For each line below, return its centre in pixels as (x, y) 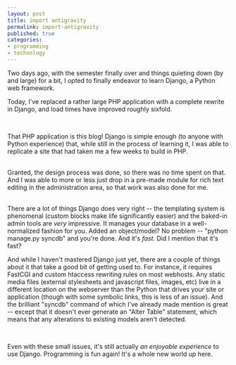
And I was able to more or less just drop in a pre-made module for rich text (116, 179)
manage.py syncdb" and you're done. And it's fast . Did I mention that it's (113, 238)
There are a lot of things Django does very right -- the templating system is (116, 208)
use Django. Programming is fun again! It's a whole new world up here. (110, 354)
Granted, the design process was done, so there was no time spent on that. (117, 172)
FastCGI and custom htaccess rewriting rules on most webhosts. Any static (116, 274)
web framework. (31, 88)
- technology (26, 53)
